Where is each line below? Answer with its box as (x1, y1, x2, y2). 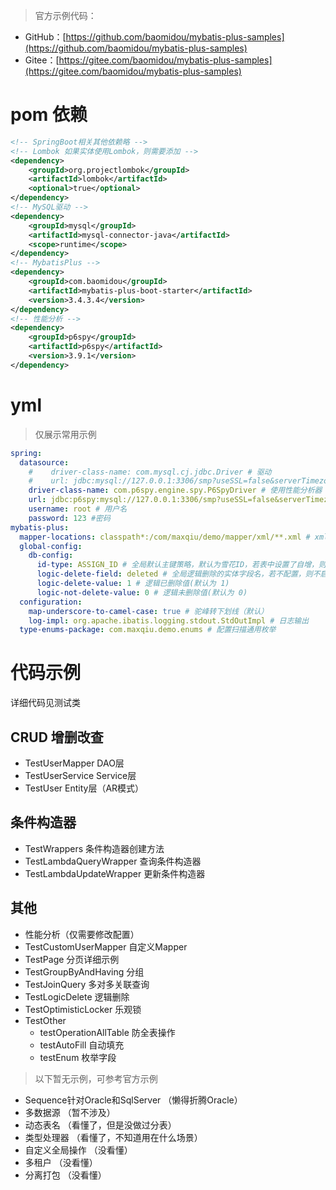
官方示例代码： (34, 10, 97, 21)
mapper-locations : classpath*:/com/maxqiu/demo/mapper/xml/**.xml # (19, 532, 311, 542)
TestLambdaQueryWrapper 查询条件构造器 (24, 855, 202, 867)
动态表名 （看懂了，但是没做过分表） (24, 1119, 177, 1131)
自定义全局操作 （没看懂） (24, 1144, 133, 1156)
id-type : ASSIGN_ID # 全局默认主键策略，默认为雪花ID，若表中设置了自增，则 (36, 560, 327, 570)
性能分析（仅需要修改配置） (24, 928, 140, 940)
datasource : (19, 457, 70, 468)
